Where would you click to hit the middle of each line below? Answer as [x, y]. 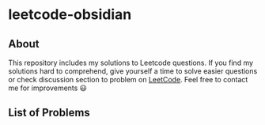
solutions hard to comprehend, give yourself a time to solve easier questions [133, 71]
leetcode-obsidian [70, 15]
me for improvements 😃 [47, 88]
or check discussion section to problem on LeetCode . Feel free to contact [128, 80]
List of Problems [49, 113]
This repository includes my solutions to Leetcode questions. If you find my [131, 62]
